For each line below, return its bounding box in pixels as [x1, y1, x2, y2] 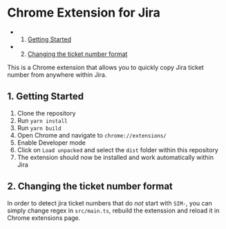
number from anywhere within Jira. [7, 71, 107, 79]
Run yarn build [17, 123, 62, 132]
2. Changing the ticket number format [7, 181, 173, 192]
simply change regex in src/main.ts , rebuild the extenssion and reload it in [7, 206, 220, 214]
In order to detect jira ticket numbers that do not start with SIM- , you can [7, 199, 213, 207]
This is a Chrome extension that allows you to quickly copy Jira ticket [7, 63, 204, 71]
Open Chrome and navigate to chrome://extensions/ [17, 131, 167, 139]
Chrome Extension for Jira [7, 5, 161, 21]
